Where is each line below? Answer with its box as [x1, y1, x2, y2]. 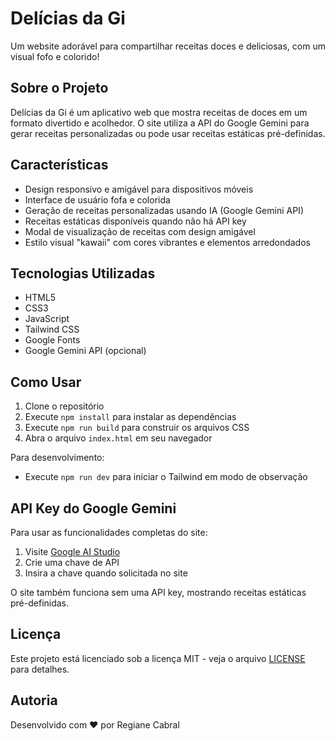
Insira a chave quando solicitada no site [24, 567, 188, 579]
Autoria [10, 692, 58, 709]
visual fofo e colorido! [10, 50, 100, 62]
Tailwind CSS [24, 323, 80, 336]
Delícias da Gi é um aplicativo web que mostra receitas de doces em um [10, 106, 308, 118]
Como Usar [10, 373, 82, 391]
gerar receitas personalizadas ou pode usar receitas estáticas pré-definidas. [10, 127, 326, 139]
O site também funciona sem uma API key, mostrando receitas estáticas [10, 587, 307, 598]
